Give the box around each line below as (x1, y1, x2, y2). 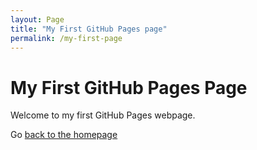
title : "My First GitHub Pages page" (10, 24, 168, 34)
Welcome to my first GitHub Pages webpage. (10, 109, 196, 121)
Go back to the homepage (10, 129, 118, 141)
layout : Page (10, 14, 65, 25)
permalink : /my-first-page (10, 33, 123, 43)
